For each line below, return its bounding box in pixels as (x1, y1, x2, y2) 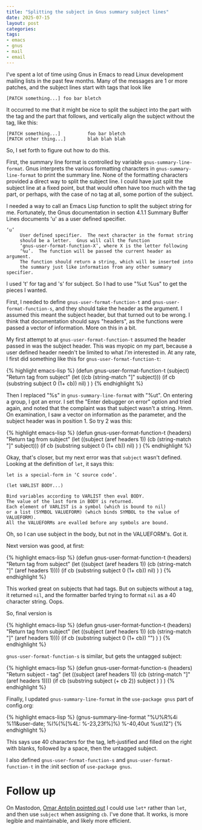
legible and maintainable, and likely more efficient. (6, 817, 131, 824)
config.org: (6, 701, 34, 709)
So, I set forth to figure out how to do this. (6, 146, 111, 154)
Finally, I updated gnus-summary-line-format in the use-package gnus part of (6, 695, 194, 703)
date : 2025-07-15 (6, 15, 50, 21)
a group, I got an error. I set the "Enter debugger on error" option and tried (6, 398, 192, 405)
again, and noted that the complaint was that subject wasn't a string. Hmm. (6, 404, 194, 411)
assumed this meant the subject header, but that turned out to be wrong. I (6, 311, 191, 319)
